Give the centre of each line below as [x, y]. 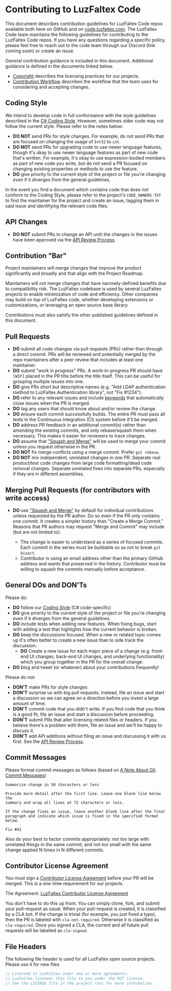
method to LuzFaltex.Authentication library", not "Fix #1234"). [77, 392]
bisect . [28, 553]
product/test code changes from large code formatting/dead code [82, 463]
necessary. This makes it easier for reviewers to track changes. [79, 436]
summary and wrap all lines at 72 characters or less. [65, 802]
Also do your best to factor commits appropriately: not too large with [77, 839]
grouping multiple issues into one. [48, 382]
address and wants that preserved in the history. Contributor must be [93, 564]
